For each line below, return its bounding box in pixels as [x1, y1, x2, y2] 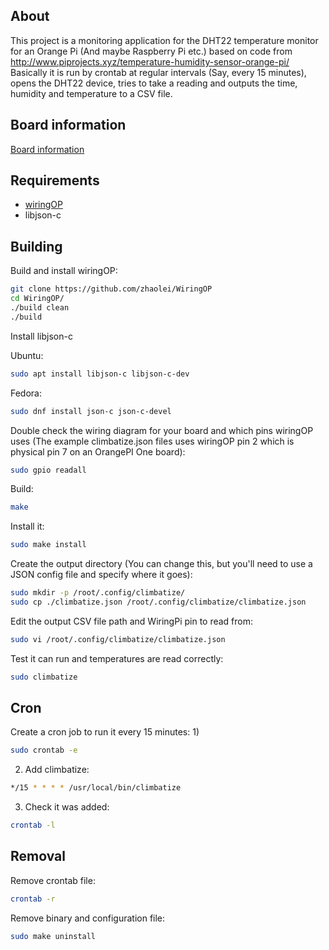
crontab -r [10, 894, 56, 904]
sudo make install [10, 540, 87, 550]
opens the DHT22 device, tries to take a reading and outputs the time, [10, 77, 298, 89]
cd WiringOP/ [10, 294, 65, 304]
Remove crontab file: [10, 874, 96, 886]
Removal [10, 848, 66, 865]
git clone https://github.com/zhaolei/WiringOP [10, 284, 213, 294]
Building [10, 238, 63, 255]
